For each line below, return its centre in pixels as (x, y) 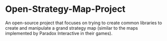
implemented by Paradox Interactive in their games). (59, 33)
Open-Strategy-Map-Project (65, 9)
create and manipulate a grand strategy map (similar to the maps (72, 28)
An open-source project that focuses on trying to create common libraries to (83, 23)
